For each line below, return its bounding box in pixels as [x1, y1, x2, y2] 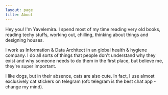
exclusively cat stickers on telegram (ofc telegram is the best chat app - [5, 78, 156, 84]
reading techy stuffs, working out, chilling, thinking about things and [5, 31, 149, 38]
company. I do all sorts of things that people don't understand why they [5, 52, 156, 58]
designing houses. [5, 37, 44, 43]
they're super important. [5, 63, 57, 69]
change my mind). [5, 83, 43, 89]
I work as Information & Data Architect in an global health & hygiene [5, 47, 147, 53]
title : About [5, 12, 33, 17]
